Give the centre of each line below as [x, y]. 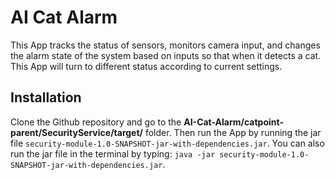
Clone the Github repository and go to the [96, 122]
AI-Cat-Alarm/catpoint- [233, 122]
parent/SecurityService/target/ [77, 132]
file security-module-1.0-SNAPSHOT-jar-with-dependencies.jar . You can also [167, 143]
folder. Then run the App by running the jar [233, 132]
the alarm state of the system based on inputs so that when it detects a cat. [166, 55]
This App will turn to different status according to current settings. [146, 66]
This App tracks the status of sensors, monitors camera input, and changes [165, 45]
